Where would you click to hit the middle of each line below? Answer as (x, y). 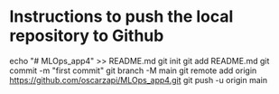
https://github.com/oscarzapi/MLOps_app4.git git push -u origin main (139, 80)
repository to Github (87, 36)
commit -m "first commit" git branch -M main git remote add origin (133, 70)
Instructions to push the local (121, 17)
